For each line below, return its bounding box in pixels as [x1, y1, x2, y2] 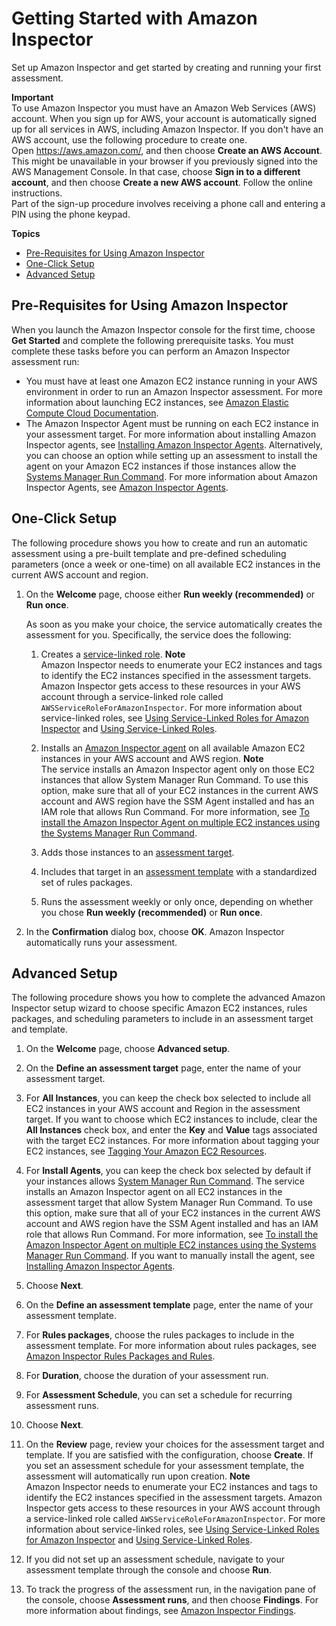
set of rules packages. [40, 876, 133, 888]
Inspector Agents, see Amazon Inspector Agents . [25, 481, 229, 493]
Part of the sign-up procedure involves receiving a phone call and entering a [11, 197, 326, 209]
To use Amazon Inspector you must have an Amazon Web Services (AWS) [11, 102, 317, 114]
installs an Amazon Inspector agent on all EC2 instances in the [25, 1186, 283, 1198]
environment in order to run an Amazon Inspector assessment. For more [25, 385, 323, 397]
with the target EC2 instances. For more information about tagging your [25, 1135, 320, 1147]
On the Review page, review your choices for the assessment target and [25, 1438, 325, 1451]
